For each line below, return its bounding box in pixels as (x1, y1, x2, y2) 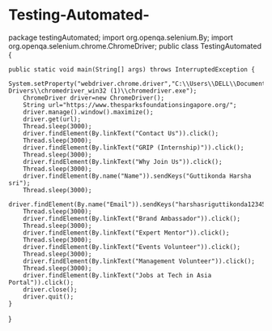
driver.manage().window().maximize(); (23, 108, 154, 116)
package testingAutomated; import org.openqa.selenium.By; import (8, 32, 233, 42)
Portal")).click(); (8, 278, 74, 286)
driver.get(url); (23, 115, 82, 123)
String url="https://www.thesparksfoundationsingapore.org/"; (23, 101, 237, 109)
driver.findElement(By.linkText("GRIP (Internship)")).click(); (23, 144, 244, 152)
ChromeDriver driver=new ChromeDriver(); (23, 93, 164, 102)
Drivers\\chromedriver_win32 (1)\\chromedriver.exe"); (8, 87, 198, 95)
